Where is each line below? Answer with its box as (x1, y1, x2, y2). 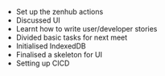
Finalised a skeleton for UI (15, 50, 103, 59)
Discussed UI (15, 15, 60, 25)
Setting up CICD (15, 58, 70, 68)
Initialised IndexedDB (15, 41, 86, 51)
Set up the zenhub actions (15, 7, 104, 16)
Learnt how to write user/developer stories (15, 24, 158, 33)
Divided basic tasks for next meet (15, 32, 128, 42)
